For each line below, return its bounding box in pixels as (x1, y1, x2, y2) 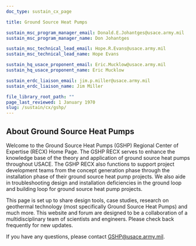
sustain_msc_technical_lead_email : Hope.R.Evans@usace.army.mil (6, 46, 166, 52)
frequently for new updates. (6, 221, 73, 228)
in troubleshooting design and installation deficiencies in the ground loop (6, 179, 182, 186)
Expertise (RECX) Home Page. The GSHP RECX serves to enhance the (6, 148, 176, 155)
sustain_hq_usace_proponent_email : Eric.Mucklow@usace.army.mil (6, 62, 166, 68)
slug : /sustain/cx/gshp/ (6, 105, 67, 111)
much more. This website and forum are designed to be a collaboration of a (6, 209, 188, 216)
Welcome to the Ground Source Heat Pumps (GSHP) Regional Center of (6, 142, 179, 149)
